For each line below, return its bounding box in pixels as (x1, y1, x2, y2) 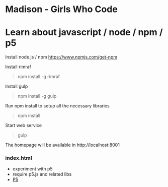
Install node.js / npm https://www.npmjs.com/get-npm (5, 54, 117, 60)
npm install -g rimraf (17, 74, 60, 80)
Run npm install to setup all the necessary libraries (5, 103, 110, 109)
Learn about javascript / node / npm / (5, 27, 163, 38)
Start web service (5, 122, 42, 129)
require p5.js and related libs (12, 171, 72, 177)
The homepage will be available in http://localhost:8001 (5, 142, 120, 148)
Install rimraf (5, 64, 32, 70)
